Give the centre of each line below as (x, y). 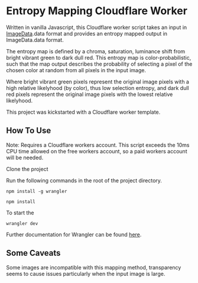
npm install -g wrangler (37, 191)
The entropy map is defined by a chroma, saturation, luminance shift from (96, 51)
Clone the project (27, 169)
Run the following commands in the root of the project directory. (84, 180)
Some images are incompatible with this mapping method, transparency (94, 267)
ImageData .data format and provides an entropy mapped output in (87, 33)
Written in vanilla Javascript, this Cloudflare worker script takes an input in (97, 27)
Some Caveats (33, 253)
